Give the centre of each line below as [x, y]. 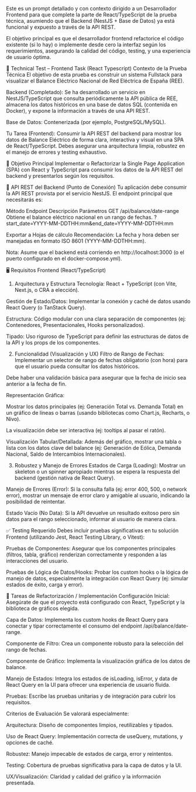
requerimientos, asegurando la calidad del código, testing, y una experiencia [98, 51]
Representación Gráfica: [35, 395]
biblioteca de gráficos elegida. [43, 608]
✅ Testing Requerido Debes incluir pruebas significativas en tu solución [92, 531]
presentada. [20, 783]
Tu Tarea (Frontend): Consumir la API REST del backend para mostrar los [94, 133]
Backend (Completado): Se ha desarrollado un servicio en [76, 92]
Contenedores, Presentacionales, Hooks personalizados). [75, 325]
